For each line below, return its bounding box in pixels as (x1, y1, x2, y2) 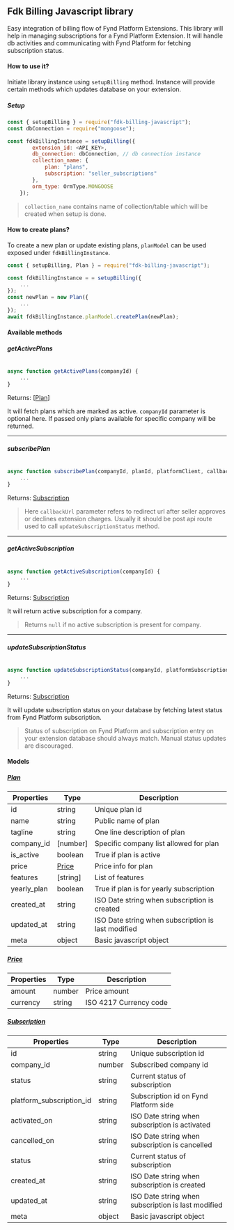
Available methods (7, 328, 63, 337)
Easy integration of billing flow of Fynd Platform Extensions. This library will (7, 24, 224, 32)
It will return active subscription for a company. (7, 607, 143, 615)
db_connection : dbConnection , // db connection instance (32, 151, 201, 157)
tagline (10, 827, 33, 837)
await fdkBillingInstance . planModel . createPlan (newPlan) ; (7, 313, 179, 320)
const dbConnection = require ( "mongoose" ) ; (7, 125, 136, 132)
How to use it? (7, 62, 49, 70)
